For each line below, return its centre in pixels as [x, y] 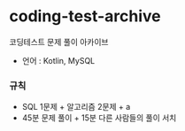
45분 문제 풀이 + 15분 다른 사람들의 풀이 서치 [99, 118]
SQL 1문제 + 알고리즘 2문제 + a [76, 107]
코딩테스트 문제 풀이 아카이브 [59, 42]
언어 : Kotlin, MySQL [58, 60]
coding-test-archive [85, 16]
